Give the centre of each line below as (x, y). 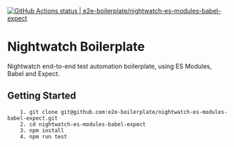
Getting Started (42, 96)
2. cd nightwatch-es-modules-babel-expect (83, 124)
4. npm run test (44, 136)
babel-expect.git (33, 118)
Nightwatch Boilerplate (76, 47)
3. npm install (42, 130)
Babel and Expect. (34, 73)
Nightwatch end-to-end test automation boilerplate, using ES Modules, (110, 66)
